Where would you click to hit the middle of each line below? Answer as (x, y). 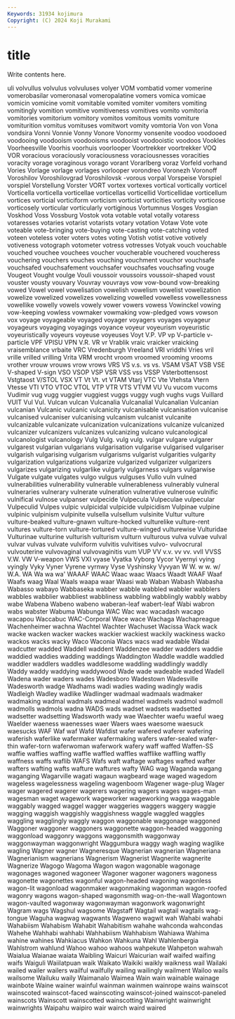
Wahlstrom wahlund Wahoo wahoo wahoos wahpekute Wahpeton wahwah (115, 948)
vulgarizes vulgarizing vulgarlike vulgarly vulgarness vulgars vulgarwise (111, 469)
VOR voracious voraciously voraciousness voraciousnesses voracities (108, 156)
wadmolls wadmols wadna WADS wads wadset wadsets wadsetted (105, 709)
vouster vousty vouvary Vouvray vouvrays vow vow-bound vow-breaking (113, 283)
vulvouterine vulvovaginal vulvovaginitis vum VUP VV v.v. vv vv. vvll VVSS (115, 552)
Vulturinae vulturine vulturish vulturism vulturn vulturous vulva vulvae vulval (117, 537)
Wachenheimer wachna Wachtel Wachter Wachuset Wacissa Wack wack (113, 626)
